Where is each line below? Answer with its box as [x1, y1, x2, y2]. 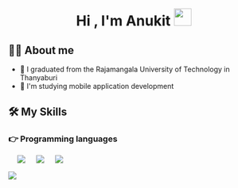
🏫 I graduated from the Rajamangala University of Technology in [19, 64, 230, 74]
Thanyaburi [19, 73, 58, 82]
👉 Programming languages [8, 133, 118, 144]
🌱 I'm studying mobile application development [19, 82, 174, 90]
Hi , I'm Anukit [76, 12, 171, 30]
